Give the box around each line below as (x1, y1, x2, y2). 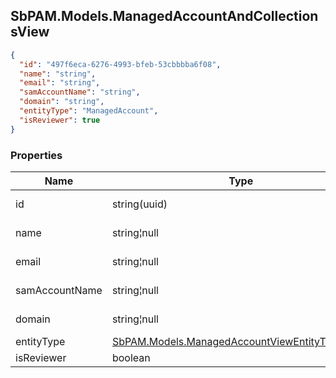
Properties (10, 148, 63, 162)
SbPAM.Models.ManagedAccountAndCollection (10, 8, 319, 25)
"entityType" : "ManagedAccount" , (19, 106, 159, 116)
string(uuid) (111, 197, 168, 211)
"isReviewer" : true (19, 115, 101, 125)
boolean (111, 350, 151, 364)
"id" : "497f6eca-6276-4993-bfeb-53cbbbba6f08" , (19, 59, 222, 69)
